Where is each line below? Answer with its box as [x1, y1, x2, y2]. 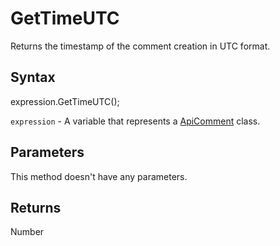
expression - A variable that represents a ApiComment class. [10, 115, 261, 127]
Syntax [10, 69, 56, 86]
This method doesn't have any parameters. [10, 170, 188, 182]
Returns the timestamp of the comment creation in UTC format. [10, 40, 271, 52]
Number [10, 226, 45, 238]
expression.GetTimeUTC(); [10, 95, 120, 107]
